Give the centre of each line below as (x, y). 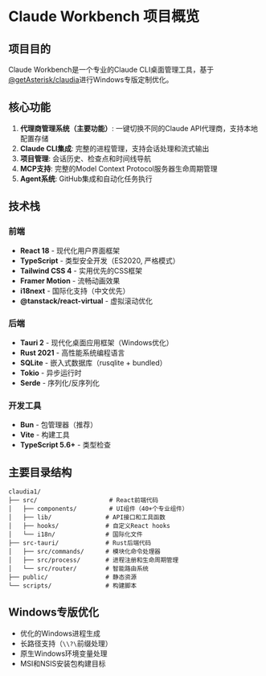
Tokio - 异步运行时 (51, 373)
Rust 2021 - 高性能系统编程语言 (72, 352)
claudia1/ (25, 492)
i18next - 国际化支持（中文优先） (75, 291)
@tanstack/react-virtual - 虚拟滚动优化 (86, 301)
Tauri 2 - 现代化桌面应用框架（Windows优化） (96, 342)
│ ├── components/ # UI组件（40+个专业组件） (98, 509)
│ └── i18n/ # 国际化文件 (76, 534)
